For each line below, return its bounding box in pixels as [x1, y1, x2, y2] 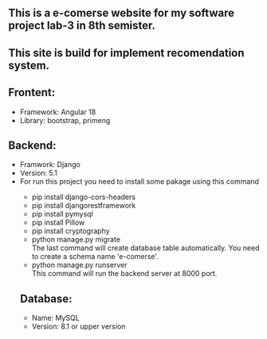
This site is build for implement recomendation [8, 46, 245, 59]
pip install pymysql [31, 209, 93, 219]
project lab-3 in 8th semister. [8, 19, 156, 33]
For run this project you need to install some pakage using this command [19, 177, 259, 186]
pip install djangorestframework [31, 201, 136, 210]
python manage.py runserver [31, 260, 128, 270]
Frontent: [8, 86, 56, 99]
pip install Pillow [31, 217, 85, 227]
